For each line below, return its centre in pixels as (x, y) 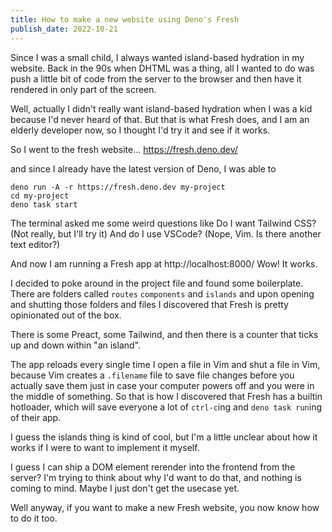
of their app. (36, 417)
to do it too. (34, 518)
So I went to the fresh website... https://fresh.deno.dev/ (124, 149)
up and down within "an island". (75, 345)
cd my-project (40, 196)
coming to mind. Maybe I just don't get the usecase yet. (125, 488)
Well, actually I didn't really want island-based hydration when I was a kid (161, 108)
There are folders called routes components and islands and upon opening (162, 293)
